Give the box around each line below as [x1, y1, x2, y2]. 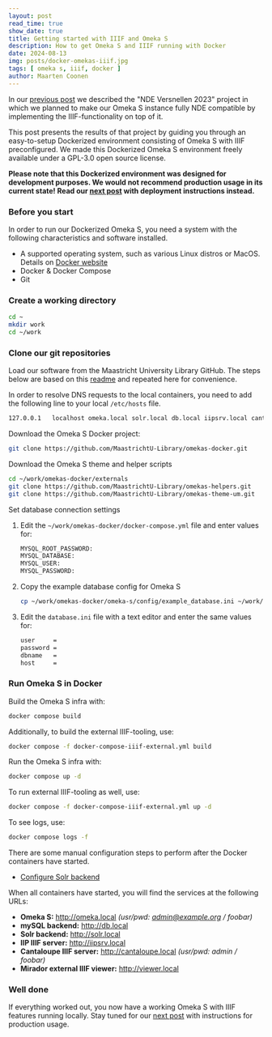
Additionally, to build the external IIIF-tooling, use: [8, 726, 174, 737]
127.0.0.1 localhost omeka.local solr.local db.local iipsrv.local [8, 414, 249, 423]
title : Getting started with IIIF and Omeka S [8, 34, 168, 43]
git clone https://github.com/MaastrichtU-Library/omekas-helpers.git [8, 482, 252, 491]
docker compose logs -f [8, 833, 89, 842]
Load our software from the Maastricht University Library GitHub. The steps [8, 366, 261, 376]
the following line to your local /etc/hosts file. [8, 398, 161, 409]
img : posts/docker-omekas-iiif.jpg [8, 57, 129, 66]
